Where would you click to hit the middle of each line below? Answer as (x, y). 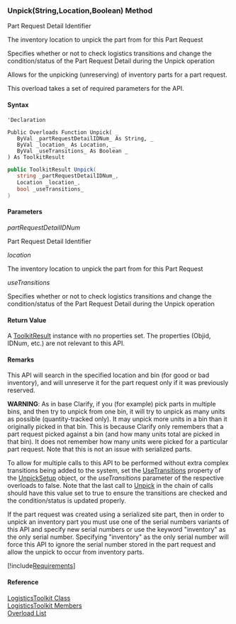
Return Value (27, 320)
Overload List (27, 613)
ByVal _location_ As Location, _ (66, 145)
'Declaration (27, 120)
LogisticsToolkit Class (39, 598)
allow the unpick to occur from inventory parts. (76, 552)
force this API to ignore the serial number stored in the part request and (112, 545)
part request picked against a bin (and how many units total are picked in (114, 434)
